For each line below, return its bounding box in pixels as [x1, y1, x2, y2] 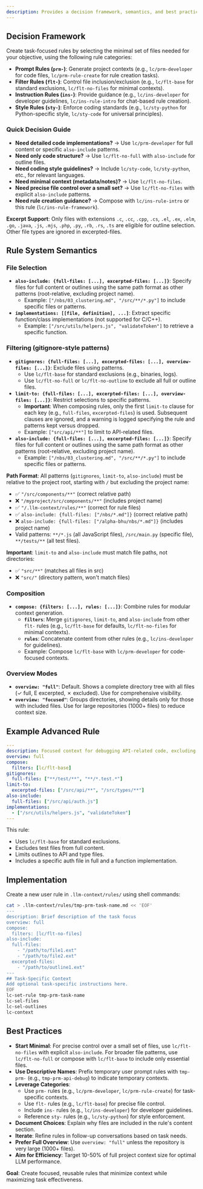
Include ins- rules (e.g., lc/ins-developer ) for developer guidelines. [24, 1106, 193, 1113]
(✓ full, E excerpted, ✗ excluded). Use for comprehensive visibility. [14, 690, 182, 697]
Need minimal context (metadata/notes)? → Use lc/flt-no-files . [14, 178, 182, 185]
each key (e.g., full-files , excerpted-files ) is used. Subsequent [24, 409, 188, 416]
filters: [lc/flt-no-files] [11, 930, 83, 937]
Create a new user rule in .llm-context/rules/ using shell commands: [6, 891, 181, 898]
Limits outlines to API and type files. [14, 850, 105, 858]
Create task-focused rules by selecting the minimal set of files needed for [6, 47, 190, 54]
